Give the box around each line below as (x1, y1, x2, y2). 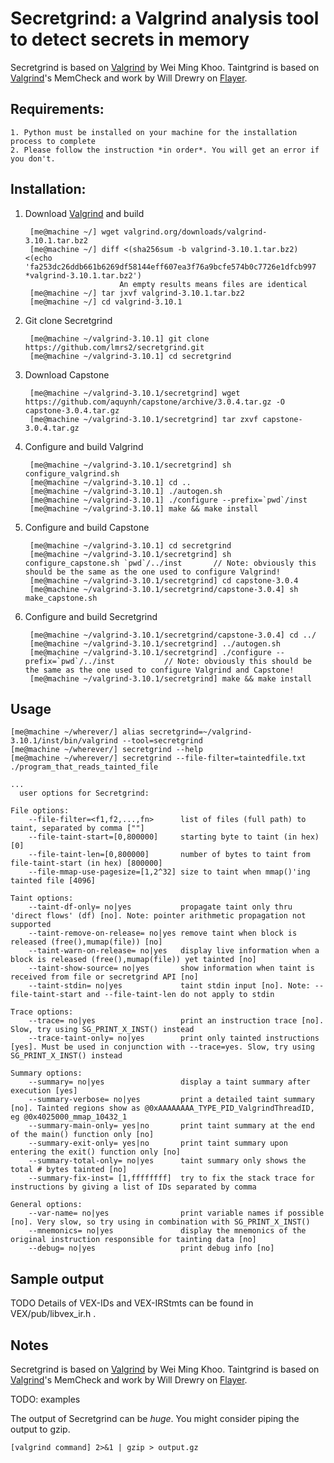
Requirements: (10, 101, 105, 118)
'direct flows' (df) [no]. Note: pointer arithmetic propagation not (10, 911, 307, 921)
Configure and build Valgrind (24, 440, 144, 452)
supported (10, 920, 52, 930)
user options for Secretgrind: (19, 788, 150, 799)
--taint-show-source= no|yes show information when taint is (28, 963, 315, 974)
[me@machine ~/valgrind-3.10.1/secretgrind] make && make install (29, 673, 312, 684)
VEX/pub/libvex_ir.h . (10, 1308, 97, 1320)
